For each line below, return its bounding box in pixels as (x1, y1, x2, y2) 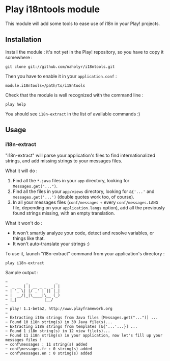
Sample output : (5, 270, 39, 276)
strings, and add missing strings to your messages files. (5, 158, 123, 164)
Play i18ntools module (5, 4, 100, 15)
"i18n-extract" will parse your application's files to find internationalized (5, 152, 155, 159)
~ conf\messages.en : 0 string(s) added (5, 351, 93, 356)
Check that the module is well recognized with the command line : (5, 92, 144, 98)
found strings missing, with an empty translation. (12, 210, 116, 216)
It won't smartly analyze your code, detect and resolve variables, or (12, 230, 154, 236)
